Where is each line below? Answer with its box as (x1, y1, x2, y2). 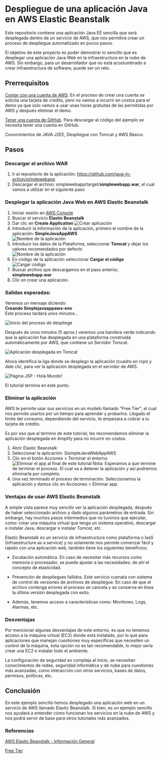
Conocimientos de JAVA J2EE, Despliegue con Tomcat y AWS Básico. (5, 131, 144, 137)
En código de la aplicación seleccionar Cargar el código (12, 256, 124, 262)
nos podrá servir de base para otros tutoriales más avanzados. (5, 715, 130, 721)
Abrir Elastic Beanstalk (12, 445, 57, 451)
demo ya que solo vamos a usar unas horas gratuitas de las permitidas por (5, 102, 154, 108)
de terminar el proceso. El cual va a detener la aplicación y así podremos (12, 465, 157, 472)
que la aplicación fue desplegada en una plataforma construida (5, 334, 131, 341)
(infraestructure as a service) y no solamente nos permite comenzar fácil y (5, 539, 154, 545)
